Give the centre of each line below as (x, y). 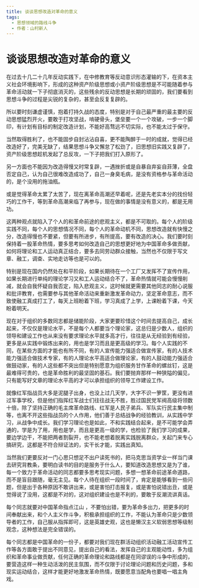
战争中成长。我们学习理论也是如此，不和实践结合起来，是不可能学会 (105, 422)
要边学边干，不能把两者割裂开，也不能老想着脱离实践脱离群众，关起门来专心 (99, 437)
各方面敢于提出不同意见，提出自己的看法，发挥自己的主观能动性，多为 (102, 549)
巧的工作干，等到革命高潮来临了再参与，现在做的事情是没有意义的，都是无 (97, 202)
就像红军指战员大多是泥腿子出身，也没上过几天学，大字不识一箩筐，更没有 (97, 393)
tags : (13, 17)
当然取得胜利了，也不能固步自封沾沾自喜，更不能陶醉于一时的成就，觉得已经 (99, 139)
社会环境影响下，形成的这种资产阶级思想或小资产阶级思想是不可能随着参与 (102, 84)
